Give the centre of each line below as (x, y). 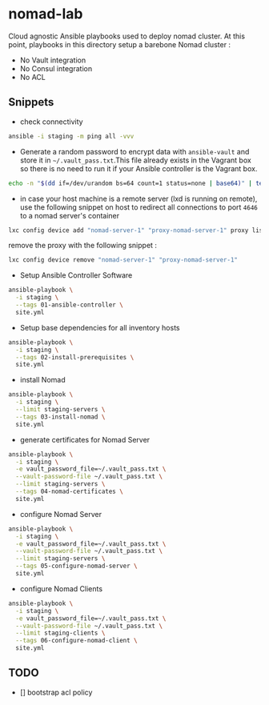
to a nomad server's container (70, 215)
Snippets (31, 102)
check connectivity (51, 122)
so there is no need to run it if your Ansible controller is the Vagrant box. (139, 168)
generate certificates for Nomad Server (85, 439)
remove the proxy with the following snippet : (83, 246)
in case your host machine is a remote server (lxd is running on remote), (139, 198)
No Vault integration (53, 60)
